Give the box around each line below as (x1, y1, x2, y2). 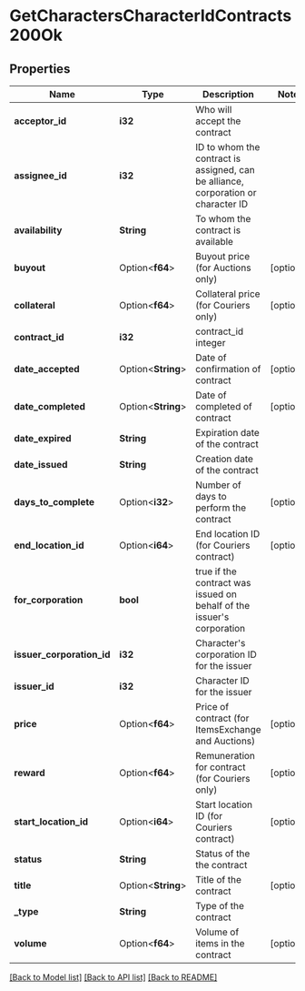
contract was (194, 577, 251, 589)
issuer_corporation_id (14, 648, 111, 661)
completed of (194, 400, 252, 412)
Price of (194, 701, 230, 713)
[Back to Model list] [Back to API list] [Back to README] (9, 972, 218, 983)
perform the (194, 501, 247, 514)
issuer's (194, 611, 230, 623)
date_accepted (14, 363, 80, 375)
